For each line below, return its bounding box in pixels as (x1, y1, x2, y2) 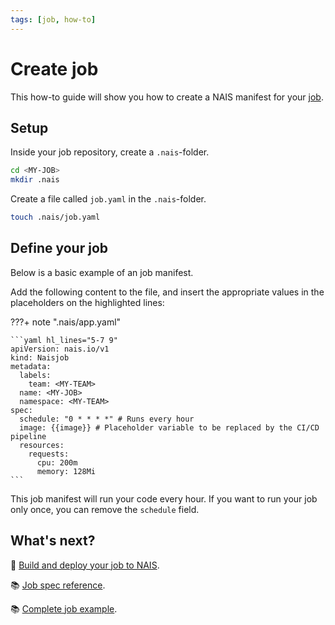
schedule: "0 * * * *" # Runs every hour (19, 414, 195, 424)
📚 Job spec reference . (10, 579, 106, 591)
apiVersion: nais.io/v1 (10, 344, 110, 354)
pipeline (10, 431, 47, 441)
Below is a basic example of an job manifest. (10, 266, 194, 278)
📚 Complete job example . (10, 602, 118, 615)
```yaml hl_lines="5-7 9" (10, 335, 118, 345)
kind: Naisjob (10, 352, 70, 363)
